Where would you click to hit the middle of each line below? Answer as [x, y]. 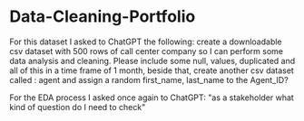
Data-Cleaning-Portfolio [103, 17]
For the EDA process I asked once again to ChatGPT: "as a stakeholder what [152, 98]
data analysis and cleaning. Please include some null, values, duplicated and [152, 60]
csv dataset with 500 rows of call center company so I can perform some [147, 51]
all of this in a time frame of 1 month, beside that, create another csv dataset [152, 70]
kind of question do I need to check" [78, 107]
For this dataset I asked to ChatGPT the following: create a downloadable [146, 42]
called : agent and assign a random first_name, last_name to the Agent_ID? [149, 79]
